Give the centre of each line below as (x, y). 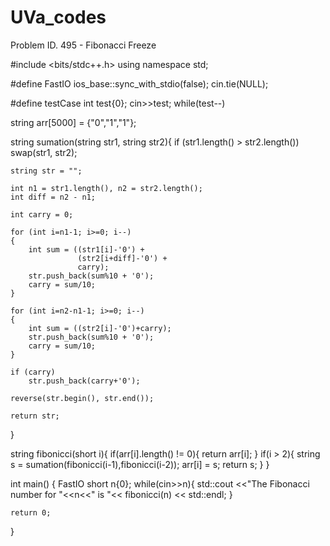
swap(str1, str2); (44, 152)
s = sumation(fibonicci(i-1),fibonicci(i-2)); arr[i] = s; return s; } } (140, 464)
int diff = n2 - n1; (53, 197)
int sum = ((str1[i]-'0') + (86, 249)
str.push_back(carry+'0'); (84, 381)
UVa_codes (58, 17)
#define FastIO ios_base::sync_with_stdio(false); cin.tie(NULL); (139, 83)
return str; (35, 416)
